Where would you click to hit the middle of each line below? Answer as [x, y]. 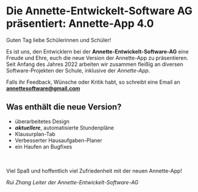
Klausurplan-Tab [35, 134]
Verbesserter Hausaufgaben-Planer [59, 140]
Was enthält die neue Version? [64, 107]
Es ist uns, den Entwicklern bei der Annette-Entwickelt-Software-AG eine [98, 51]
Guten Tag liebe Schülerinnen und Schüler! [59, 40]
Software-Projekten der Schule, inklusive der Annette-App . [78, 70]
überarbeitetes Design [42, 121]
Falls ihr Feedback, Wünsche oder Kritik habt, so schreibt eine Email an [93, 82]
